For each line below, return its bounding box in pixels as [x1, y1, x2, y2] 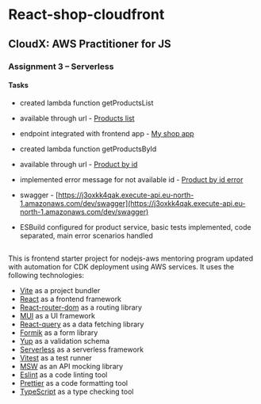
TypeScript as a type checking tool [19, 387, 134, 397]
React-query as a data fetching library [19, 319, 144, 330]
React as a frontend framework [19, 295, 121, 304]
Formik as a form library [19, 328, 98, 337]
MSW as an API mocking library [19, 362, 124, 372]
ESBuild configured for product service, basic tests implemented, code [19, 222, 251, 231]
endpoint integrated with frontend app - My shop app [19, 128, 194, 138]
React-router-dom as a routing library [19, 303, 143, 312]
